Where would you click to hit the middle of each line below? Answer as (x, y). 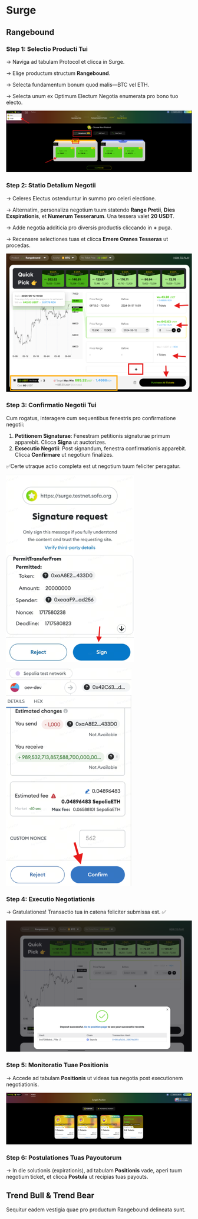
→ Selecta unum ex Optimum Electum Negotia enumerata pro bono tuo (92, 96)
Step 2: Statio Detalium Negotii (51, 186)
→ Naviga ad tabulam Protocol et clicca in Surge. (65, 61)
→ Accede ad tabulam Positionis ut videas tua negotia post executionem (95, 1078)
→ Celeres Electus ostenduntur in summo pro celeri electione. (81, 198)
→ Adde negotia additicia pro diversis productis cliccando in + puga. (89, 227)
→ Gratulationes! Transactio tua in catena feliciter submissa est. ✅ (86, 912)
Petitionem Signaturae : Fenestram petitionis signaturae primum (92, 435)
